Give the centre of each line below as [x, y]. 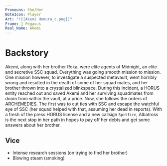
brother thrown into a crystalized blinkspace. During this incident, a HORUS [83, 88]
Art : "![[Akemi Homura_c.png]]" [39, 19]
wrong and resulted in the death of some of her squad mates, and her [77, 83]
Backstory [27, 53]
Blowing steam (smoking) [38, 158]
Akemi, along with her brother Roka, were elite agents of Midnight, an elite [81, 67]
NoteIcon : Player [23, 14]
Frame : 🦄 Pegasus [23, 24]
